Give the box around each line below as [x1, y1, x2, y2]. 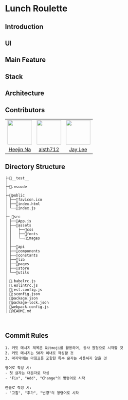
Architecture [5, 89, 45, 98]
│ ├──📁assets [5, 223, 32, 228]
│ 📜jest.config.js [5, 287, 42, 292]
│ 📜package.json [5, 296, 38, 300]
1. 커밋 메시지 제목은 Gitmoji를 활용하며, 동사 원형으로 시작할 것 [5, 345, 123, 350]
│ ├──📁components [5, 249, 40, 253]
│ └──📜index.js [5, 205, 36, 211]
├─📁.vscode [5, 184, 27, 189]
